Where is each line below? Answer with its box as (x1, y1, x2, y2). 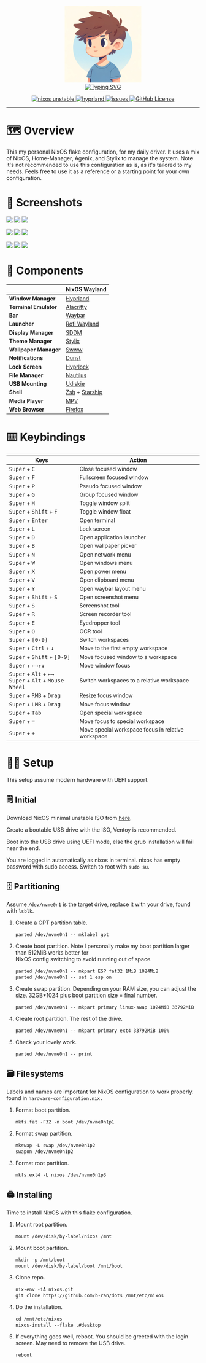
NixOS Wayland (66, 286, 107, 293)
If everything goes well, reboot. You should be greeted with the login (15, 1332, 189, 1340)
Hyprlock (66, 363, 89, 370)
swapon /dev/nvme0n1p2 (15, 1149, 74, 1155)
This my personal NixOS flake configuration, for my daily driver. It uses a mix (6, 148, 200, 155)
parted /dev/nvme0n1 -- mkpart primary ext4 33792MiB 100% (15, 1028, 170, 1034)
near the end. (6, 844, 40, 852)
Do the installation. (15, 1303, 63, 1310)
